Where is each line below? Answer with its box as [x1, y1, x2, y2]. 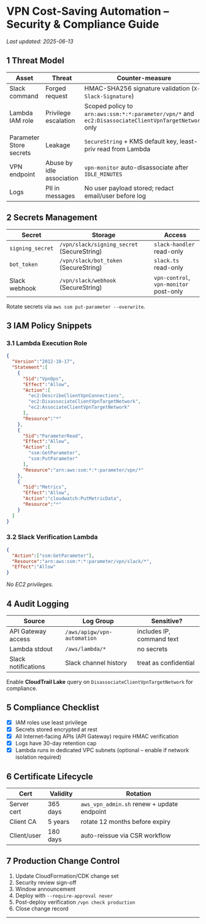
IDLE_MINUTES [84, 171, 123, 177]
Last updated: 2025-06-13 [6, 37, 74, 45]
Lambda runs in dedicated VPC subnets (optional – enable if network [15, 747, 189, 754]
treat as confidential [137, 658, 195, 667]
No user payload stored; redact [84, 184, 174, 192]
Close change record [15, 904, 69, 912]
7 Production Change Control [6, 856, 120, 866]
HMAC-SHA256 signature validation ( [84, 84, 194, 93]
